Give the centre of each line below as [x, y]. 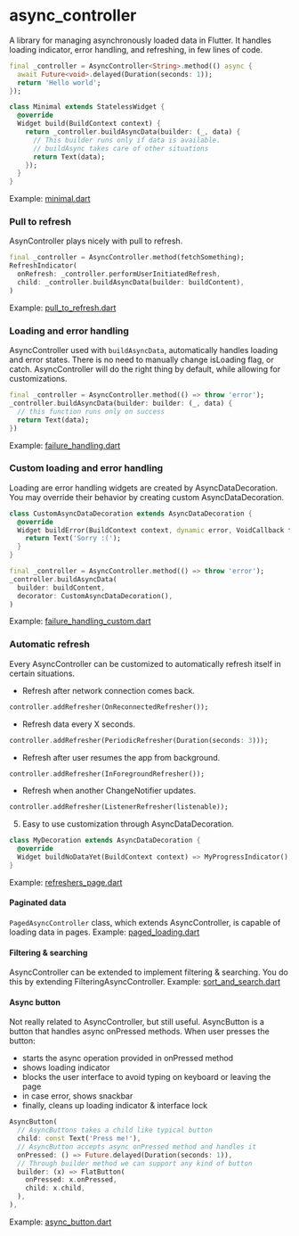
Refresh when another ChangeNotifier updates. [109, 791]
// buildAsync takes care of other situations [121, 148]
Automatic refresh [50, 645]
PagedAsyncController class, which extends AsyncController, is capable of [145, 922]
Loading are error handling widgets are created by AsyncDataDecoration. [144, 488]
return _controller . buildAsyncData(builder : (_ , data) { [133, 132]
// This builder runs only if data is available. [126, 140]
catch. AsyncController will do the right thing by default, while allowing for [145, 369]
